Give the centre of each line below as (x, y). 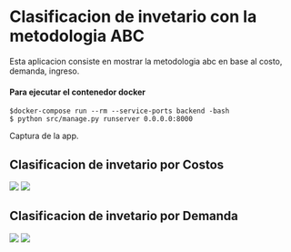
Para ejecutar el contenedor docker (78, 92)
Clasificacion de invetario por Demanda (124, 216)
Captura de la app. (44, 136)
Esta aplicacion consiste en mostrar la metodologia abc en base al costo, (146, 61)
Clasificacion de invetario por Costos (117, 164)
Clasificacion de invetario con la (133, 17)
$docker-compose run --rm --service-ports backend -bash (120, 111)
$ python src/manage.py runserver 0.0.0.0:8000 (101, 119)
